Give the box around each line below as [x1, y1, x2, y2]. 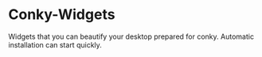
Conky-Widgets [8, 6, 115, 24]
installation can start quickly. [8, 40, 102, 49]
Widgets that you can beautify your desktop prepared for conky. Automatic [8, 32, 255, 41]
